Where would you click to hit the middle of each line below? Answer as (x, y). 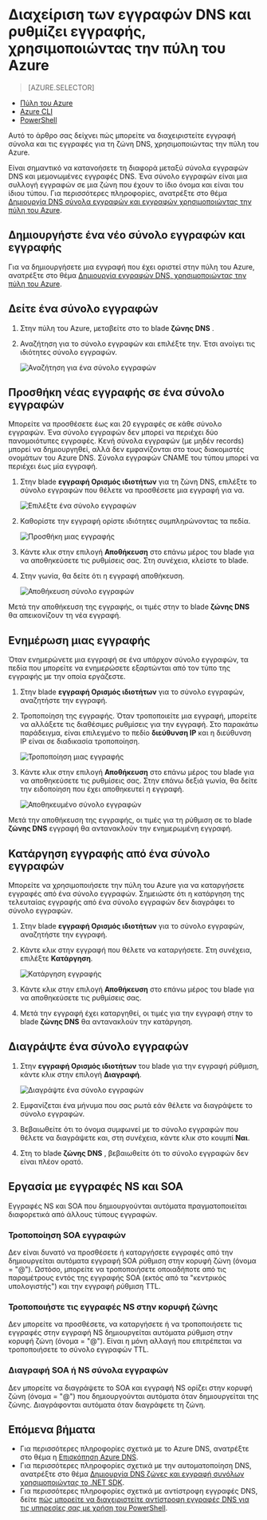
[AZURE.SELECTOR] (61, 87)
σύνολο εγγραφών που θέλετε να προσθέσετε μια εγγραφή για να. (132, 490)
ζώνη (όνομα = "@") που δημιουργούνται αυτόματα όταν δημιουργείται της (133, 1396)
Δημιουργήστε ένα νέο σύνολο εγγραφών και (127, 236)
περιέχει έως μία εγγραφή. (53, 466)
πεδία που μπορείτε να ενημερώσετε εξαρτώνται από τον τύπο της (120, 668)
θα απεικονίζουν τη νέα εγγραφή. (65, 615)
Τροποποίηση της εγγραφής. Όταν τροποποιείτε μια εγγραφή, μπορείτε (138, 716)
